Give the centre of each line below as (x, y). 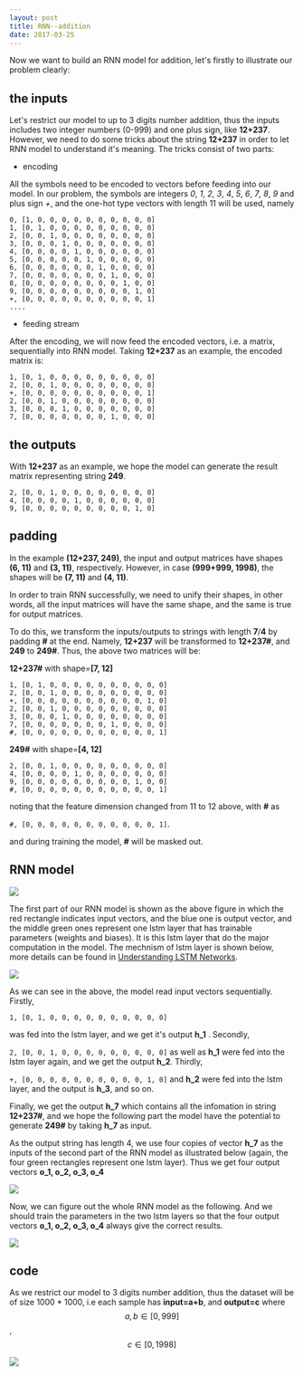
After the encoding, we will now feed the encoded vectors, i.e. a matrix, (142, 341)
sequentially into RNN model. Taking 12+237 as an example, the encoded (146, 351)
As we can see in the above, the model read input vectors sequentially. (141, 991)
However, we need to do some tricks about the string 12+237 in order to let (149, 139)
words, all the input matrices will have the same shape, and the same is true (151, 604)
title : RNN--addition (50, 26)
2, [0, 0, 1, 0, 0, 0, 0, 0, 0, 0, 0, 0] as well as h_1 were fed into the (147, 1052)
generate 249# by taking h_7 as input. (80, 1125)
